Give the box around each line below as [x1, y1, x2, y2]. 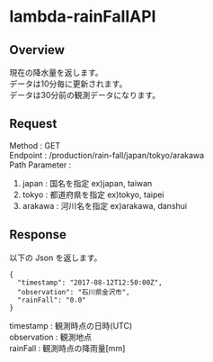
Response [9, 227, 67, 242]
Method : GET [9, 140, 61, 150]
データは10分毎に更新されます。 [9, 78, 128, 89]
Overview [9, 42, 66, 58]
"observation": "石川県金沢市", [17, 287, 130, 296]
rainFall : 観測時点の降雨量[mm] [9, 342, 126, 353]
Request [9, 116, 58, 131]
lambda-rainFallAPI [9, 6, 156, 27]
